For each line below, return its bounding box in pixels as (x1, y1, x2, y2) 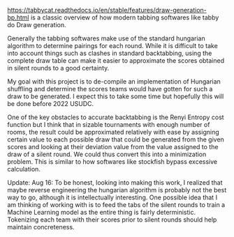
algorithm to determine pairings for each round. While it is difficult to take (7, 42, 218, 49)
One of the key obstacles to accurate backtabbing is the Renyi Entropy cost (7, 113, 225, 121)
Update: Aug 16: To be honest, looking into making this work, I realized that (7, 178, 223, 187)
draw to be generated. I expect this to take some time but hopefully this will (7, 92, 224, 100)
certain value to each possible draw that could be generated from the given (7, 135, 225, 144)
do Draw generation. (7, 21, 66, 29)
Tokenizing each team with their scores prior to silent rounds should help (7, 215, 217, 224)
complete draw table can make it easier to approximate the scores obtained (7, 56, 225, 65)
